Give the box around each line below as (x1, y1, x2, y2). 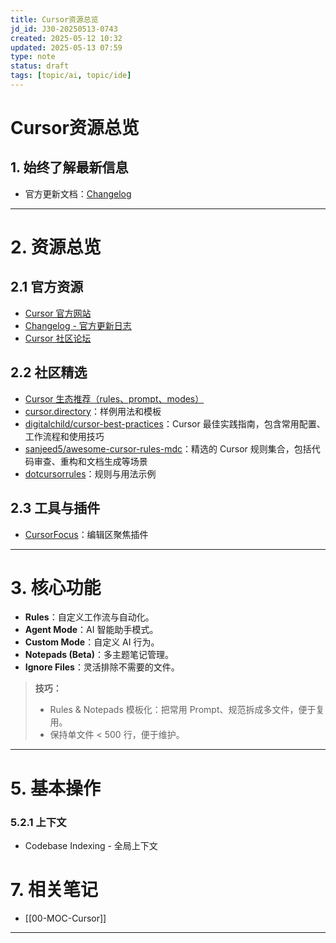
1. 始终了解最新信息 (10, 159, 129, 176)
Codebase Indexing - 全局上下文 (24, 839, 158, 851)
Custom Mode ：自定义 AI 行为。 (24, 636, 160, 648)
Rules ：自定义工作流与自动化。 (24, 611, 155, 623)
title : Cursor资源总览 (10, 14, 99, 25)
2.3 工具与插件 (10, 500, 101, 517)
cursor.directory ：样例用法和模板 (24, 405, 162, 417)
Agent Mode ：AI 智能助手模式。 (24, 624, 159, 636)
